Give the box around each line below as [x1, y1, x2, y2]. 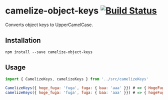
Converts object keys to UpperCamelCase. [5, 22, 93, 28]
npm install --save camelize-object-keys [5, 49, 93, 55]
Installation [5, 36, 41, 45]
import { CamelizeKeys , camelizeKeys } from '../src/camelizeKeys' [5, 76, 149, 81]
